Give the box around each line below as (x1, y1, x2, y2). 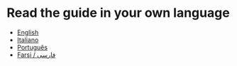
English (16, 28, 39, 37)
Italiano (16, 35, 39, 44)
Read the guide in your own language (6, 5, 230, 21)
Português (16, 43, 48, 51)
